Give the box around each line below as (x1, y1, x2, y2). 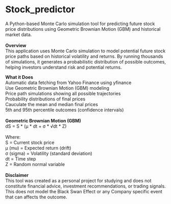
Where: (5, 134, 21, 140)
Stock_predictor (5, 4, 75, 15)
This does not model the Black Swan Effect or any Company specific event (5, 188, 162, 194)
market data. (5, 31, 32, 37)
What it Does (5, 74, 33, 80)
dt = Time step (5, 155, 36, 162)
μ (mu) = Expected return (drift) (5, 145, 71, 151)
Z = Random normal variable (5, 161, 65, 167)
